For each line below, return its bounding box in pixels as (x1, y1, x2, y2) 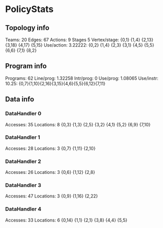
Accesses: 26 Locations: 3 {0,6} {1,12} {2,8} (5, 169, 95, 175)
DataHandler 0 (5, 110, 42, 117)
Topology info (5, 24, 50, 32)
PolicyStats (5, 4, 54, 15)
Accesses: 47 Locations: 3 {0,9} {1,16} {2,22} (5, 193, 98, 199)
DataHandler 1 (5, 134, 40, 141)
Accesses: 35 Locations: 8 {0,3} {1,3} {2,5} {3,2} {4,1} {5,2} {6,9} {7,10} (5, 121, 151, 127)
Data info (5, 95, 34, 104)
